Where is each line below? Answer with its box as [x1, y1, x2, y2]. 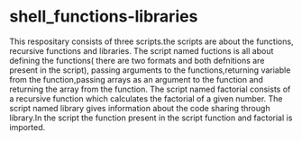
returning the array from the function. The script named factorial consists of [9, 84, 291, 94]
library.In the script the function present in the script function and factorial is [9, 112, 293, 123]
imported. [9, 121, 46, 132]
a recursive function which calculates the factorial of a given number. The [9, 93, 283, 104]
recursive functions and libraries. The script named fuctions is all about [9, 45, 274, 56]
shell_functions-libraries [9, 6, 198, 27]
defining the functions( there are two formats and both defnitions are [9, 55, 265, 66]
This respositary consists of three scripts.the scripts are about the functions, [9, 36, 294, 47]
